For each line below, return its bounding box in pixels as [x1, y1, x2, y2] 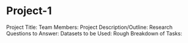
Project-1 [6, 4, 52, 18]
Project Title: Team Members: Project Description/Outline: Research [6, 24, 173, 31]
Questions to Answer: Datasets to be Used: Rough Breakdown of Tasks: [6, 29, 183, 37]
